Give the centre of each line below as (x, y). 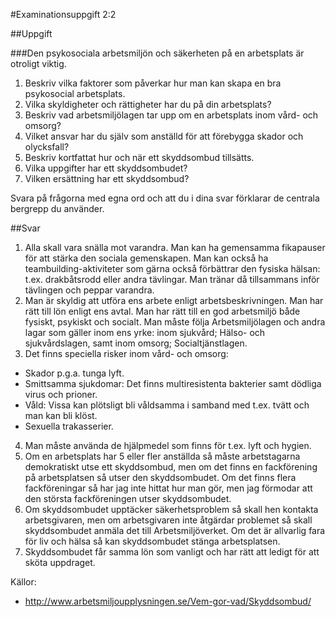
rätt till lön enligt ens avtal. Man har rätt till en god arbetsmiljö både (162, 311)
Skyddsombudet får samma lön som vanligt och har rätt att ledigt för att (172, 552)
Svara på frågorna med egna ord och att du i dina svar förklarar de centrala (165, 198)
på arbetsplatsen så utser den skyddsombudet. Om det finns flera (160, 477)
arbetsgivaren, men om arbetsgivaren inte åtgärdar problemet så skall (168, 520)
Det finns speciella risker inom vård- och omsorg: (126, 353)
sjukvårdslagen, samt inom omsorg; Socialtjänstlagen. (136, 343)
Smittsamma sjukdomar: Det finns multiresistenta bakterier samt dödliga (173, 383)
